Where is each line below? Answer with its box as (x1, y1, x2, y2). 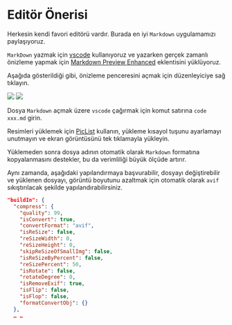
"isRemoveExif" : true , (19, 280, 85, 287)
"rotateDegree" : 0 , (19, 274, 76, 281)
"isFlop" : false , (19, 293, 70, 300)
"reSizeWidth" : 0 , (19, 235, 73, 242)
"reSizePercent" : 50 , (19, 261, 82, 268)
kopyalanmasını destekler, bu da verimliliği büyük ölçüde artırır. (7, 155, 187, 163)
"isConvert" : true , (19, 216, 76, 223)
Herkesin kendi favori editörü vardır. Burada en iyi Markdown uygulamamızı (7, 30, 216, 38)
